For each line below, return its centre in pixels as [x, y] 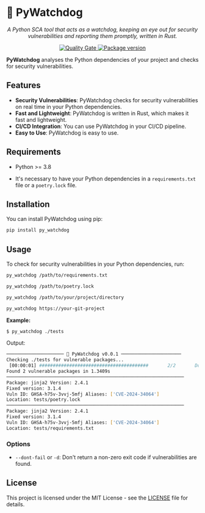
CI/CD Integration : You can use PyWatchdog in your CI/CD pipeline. [101, 126]
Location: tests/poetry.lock [43, 400]
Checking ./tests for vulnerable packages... [65, 360]
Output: [16, 343]
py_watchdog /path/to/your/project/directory [65, 297]
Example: [19, 320]
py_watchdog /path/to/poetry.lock [50, 286]
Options [18, 444]
